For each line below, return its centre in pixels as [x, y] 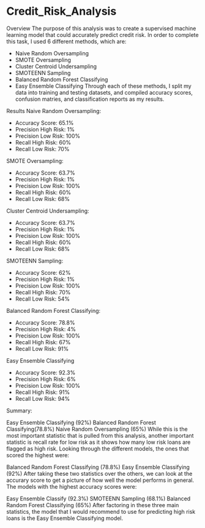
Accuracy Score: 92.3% [45, 372]
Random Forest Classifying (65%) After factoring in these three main [93, 505]
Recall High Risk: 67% [43, 342]
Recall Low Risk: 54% [43, 299]
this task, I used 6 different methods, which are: [66, 41]
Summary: [19, 411]
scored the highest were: [38, 455]
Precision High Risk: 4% [46, 329]
